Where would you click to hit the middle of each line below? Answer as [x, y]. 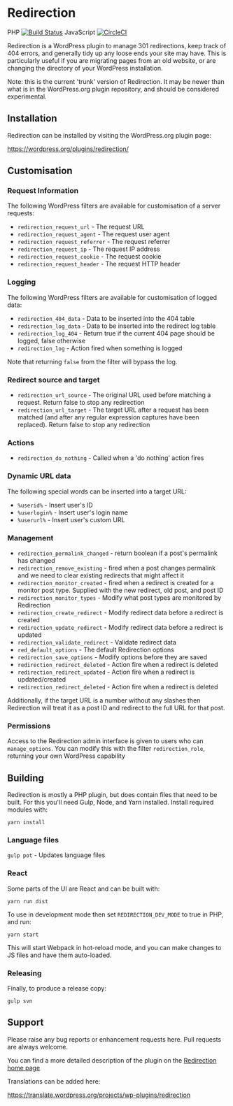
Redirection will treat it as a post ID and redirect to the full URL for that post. [116, 708]
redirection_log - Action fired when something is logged [100, 348]
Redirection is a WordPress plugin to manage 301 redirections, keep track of [116, 45]
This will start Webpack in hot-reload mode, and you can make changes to [114, 947]
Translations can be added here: [54, 1081]
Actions [21, 443]
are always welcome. [38, 1047]
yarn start [23, 935]
